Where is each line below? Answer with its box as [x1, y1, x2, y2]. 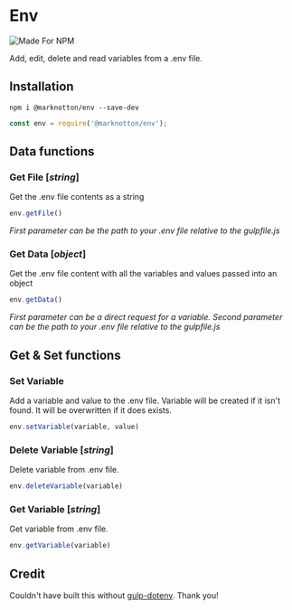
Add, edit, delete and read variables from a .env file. [9, 52, 203, 63]
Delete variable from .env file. [9, 465, 119, 475]
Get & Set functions [9, 347, 121, 362]
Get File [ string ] [9, 171, 80, 183]
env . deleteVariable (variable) [9, 482, 124, 491]
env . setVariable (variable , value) [9, 422, 140, 432]
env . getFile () [9, 209, 63, 218]
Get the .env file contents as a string [9, 192, 145, 202]
